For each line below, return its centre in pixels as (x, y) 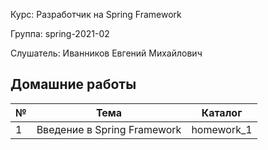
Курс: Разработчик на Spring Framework (96, 14)
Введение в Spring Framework (109, 129)
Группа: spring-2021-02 (60, 33)
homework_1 (222, 129)
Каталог (222, 112)
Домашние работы (73, 84)
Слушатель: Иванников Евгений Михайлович (106, 53)
